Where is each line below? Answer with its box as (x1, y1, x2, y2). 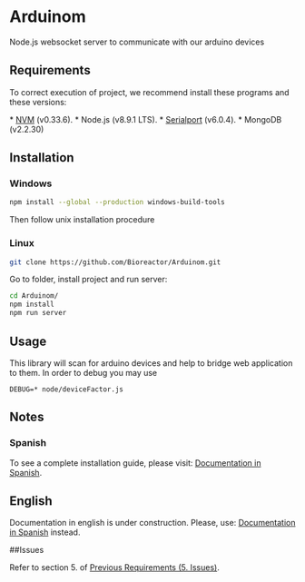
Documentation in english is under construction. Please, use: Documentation (9, 518, 296, 528)
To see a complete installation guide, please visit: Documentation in (9, 457, 261, 469)
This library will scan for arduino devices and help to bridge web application (9, 357, 293, 369)
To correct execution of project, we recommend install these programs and (9, 86, 290, 97)
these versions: (9, 96, 67, 107)
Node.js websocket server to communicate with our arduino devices (9, 36, 265, 47)
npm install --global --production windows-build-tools (9, 198, 225, 207)
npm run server (9, 309, 67, 318)
